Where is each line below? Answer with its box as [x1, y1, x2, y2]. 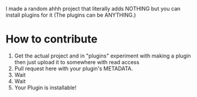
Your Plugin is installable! [14, 84, 76, 91]
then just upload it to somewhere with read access [14, 58, 139, 65]
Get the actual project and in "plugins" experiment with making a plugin [14, 52, 192, 59]
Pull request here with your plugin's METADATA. [14, 65, 133, 72]
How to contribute [5, 32, 98, 46]
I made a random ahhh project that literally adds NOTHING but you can [5, 5, 181, 12]
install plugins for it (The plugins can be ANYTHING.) [5, 11, 136, 19]
